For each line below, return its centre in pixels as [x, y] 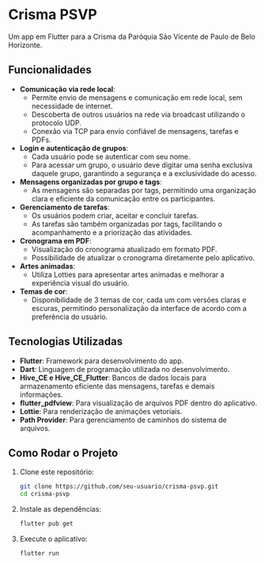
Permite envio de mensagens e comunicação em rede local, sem [137, 98]
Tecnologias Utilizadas [66, 341]
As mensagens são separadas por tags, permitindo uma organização [144, 190]
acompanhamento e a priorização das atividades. [112, 232]
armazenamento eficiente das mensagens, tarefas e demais [117, 386]
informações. [41, 394]
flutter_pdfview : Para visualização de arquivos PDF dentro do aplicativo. [138, 403]
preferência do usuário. [70, 317]
